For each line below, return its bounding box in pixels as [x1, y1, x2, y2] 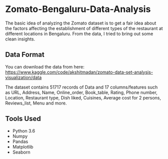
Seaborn [12, 149, 31, 155]
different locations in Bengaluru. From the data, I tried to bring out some [5, 30, 153, 36]
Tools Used [5, 114, 41, 123]
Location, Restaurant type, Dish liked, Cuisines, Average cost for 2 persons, [5, 94, 161, 100]
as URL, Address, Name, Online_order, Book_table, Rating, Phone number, [5, 89, 158, 95]
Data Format [5, 50, 45, 59]
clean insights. [5, 36, 35, 42]
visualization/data [5, 74, 42, 80]
